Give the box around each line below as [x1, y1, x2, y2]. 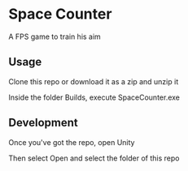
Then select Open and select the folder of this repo [8, 153, 180, 163]
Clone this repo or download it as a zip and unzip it [8, 76, 179, 86]
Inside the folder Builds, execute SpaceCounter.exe [8, 92, 181, 102]
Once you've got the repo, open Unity [8, 137, 135, 147]
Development [8, 116, 79, 130]
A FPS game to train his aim [8, 32, 102, 41]
